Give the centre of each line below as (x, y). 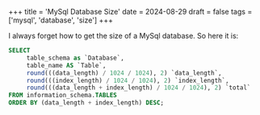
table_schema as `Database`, (75, 58)
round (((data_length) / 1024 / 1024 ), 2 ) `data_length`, (124, 73)
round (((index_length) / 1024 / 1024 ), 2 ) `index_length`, (128, 80)
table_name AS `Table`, (66, 65)
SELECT (19, 51)
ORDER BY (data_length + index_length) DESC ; (86, 103)
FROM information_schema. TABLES (63, 96)
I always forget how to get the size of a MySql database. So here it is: (124, 36)
